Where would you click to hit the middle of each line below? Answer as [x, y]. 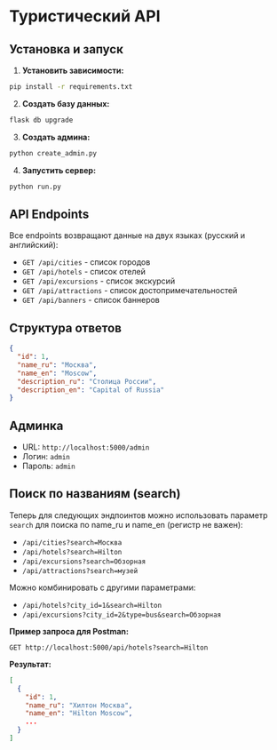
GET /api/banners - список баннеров [91, 300]
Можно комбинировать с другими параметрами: [103, 587]
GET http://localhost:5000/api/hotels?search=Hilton [109, 647]
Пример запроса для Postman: [69, 631]
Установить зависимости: [73, 70]
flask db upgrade [41, 120]
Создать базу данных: [66, 103]
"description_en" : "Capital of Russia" [91, 390]
